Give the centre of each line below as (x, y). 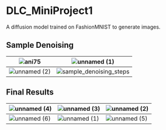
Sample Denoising (40, 45)
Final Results (30, 92)
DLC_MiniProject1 (49, 11)
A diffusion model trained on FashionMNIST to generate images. (83, 27)
